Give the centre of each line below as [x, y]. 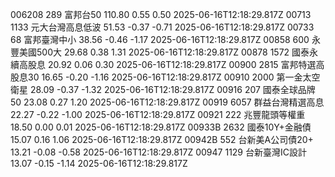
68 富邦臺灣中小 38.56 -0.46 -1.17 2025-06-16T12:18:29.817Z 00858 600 [160, 39]
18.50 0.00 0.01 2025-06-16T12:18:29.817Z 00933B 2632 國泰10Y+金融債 [161, 127]
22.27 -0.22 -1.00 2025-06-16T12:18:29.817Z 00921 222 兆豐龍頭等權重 [158, 114]
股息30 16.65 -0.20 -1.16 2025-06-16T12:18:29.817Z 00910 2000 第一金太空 [165, 77]
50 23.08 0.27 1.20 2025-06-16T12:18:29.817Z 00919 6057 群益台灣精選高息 [167, 102]
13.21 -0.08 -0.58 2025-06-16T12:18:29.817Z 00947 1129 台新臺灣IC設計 [158, 152]
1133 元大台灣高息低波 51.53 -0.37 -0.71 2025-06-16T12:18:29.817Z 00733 [162, 27]
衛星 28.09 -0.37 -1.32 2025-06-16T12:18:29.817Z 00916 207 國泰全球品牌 [163, 89]
